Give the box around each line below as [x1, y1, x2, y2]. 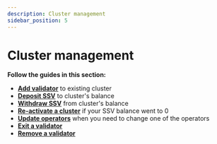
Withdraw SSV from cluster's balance [17, 100, 129, 108]
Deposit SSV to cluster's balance [17, 92, 115, 100]
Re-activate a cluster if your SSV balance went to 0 [17, 107, 169, 115]
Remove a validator [17, 129, 76, 138]
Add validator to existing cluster [17, 84, 112, 92]
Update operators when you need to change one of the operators [17, 114, 210, 123]
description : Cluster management [7, 10, 106, 18]
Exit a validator [17, 121, 63, 131]
